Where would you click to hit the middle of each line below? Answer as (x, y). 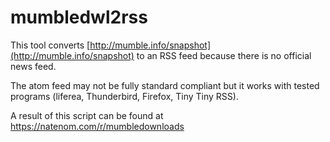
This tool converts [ (50, 45)
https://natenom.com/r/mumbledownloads (97, 126)
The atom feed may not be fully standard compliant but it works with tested (165, 85)
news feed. (33, 66)
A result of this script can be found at (87, 115)
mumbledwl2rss (79, 17)
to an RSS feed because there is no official (224, 55)
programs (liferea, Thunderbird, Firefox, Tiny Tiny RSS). (124, 96)
